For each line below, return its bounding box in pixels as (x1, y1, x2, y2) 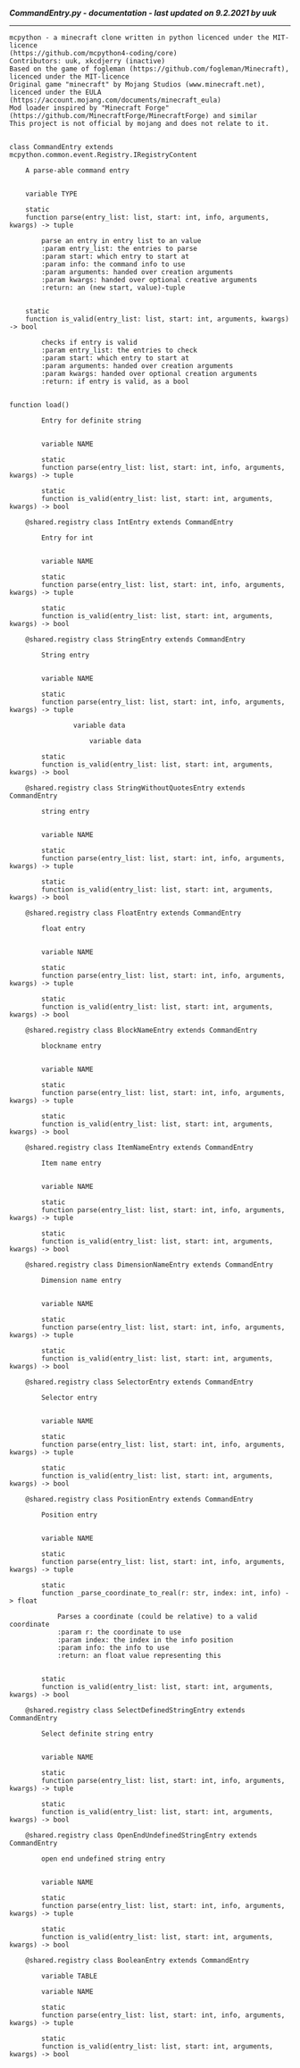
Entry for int (41, 533, 94, 542)
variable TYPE (25, 189, 78, 198)
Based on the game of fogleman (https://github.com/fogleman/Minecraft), (9, 64, 290, 73)
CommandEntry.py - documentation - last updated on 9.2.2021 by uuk (9, 8, 277, 18)
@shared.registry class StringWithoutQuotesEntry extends (25, 783, 246, 792)
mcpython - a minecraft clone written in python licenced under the (9, 33, 270, 42)
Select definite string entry (41, 1729, 154, 1738)
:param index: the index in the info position (56, 1636, 234, 1645)
